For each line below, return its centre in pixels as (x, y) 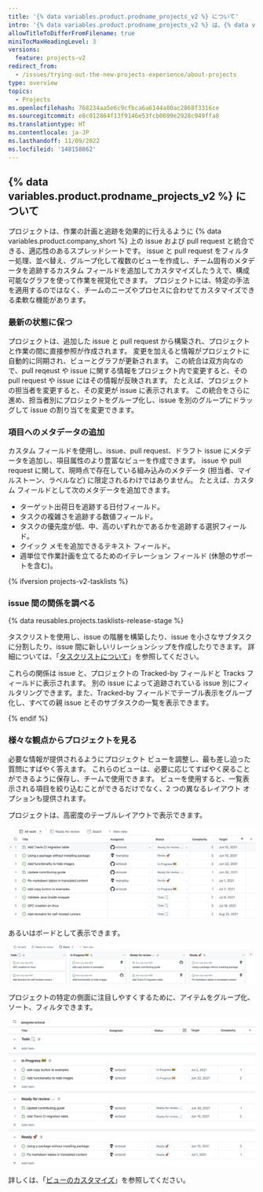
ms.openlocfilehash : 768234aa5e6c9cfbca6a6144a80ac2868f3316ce (114, 108)
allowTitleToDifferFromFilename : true (71, 33)
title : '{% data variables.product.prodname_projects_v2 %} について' (124, 17)
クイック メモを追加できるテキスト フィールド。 (97, 546)
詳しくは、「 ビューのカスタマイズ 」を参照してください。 (99, 1179)
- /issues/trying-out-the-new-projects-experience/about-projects (126, 75)
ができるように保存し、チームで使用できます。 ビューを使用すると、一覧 (126, 779)
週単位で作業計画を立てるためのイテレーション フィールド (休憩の (126, 556)
